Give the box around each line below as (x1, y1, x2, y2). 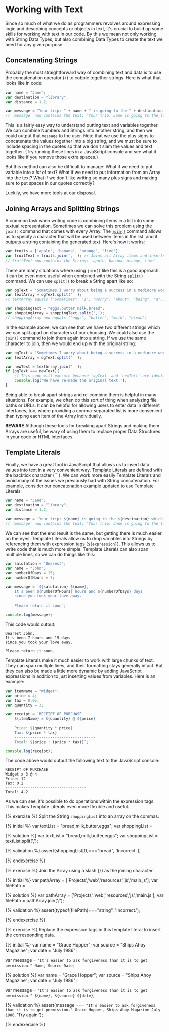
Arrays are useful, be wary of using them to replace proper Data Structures (5, 428, 161, 434)
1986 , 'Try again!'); (5, 1012, 43, 1018)
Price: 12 (5, 776, 26, 782)
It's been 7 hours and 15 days (5, 635, 71, 640)
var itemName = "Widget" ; (5, 688, 59, 694)
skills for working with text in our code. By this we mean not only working (5, 31, 157, 37)
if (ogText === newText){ (5, 369, 59, 374)
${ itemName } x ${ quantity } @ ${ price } (14, 716, 96, 721)
